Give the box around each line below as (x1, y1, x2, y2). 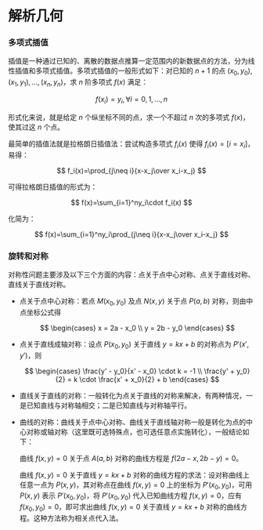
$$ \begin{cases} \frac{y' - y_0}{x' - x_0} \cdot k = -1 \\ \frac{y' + (24, 366, 235, 376)
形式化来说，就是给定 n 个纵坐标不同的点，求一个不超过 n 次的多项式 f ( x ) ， (8, 112, 250, 122)
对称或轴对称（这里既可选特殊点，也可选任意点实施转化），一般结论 (26, 427, 243, 436)
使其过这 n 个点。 (8, 122, 65, 132)
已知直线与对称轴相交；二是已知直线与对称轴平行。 (26, 401, 192, 410)
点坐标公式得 (19, 307, 61, 317)
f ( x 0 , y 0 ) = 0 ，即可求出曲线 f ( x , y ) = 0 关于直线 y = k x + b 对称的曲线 (19, 503, 241, 514)
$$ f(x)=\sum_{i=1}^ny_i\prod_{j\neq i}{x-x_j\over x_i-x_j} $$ (34, 229, 229, 239)
